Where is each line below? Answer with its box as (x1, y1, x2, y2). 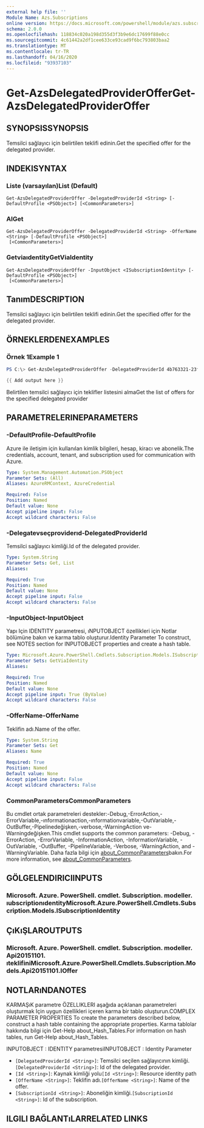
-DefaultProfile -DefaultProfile (6, 431, 96, 439)
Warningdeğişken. (6, 829, 52, 837)
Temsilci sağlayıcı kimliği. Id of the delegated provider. (6, 543, 141, 550)
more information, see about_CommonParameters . (6, 855, 132, 863)
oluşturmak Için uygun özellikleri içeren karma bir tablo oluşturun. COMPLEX (6, 1008, 195, 1015)
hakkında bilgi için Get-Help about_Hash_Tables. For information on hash (6, 1027, 186, 1034)
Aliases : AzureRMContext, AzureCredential (6, 481, 115, 487)
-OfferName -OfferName (6, 711, 80, 720)
